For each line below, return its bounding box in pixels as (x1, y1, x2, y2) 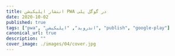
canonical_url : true (6, 30, 57, 36)
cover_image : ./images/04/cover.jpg (6, 41, 96, 47)
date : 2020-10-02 (6, 14, 49, 20)
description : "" (6, 36, 46, 41)
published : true (6, 19, 46, 25)
